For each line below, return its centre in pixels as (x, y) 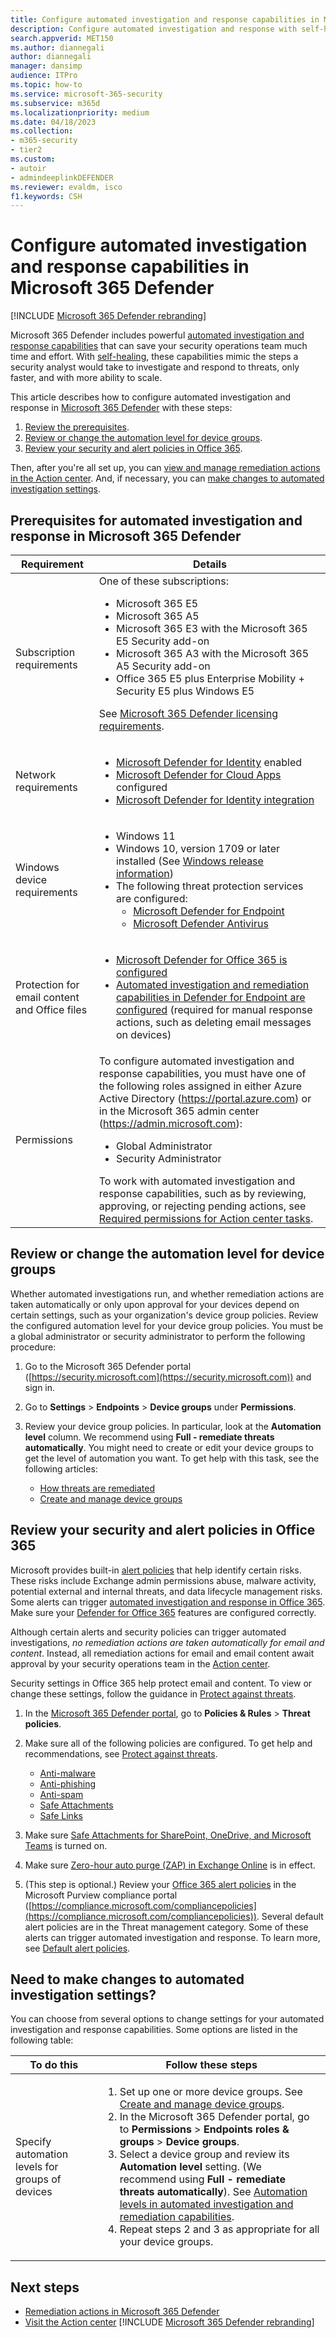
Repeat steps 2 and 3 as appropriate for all (219, 2229)
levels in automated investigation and (206, 2204)
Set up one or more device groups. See (211, 2092)
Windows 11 (145, 836)
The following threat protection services (209, 886)
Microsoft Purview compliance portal (101, 1895)
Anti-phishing (68, 1783)
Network (36, 774)
